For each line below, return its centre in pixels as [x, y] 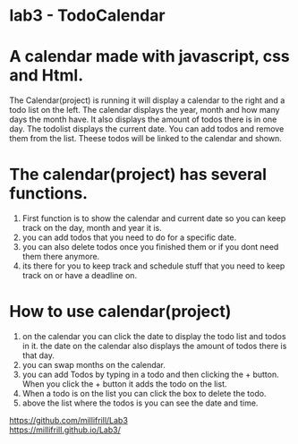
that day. [38, 355]
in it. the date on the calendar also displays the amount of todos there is [154, 346]
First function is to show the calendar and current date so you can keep [154, 218]
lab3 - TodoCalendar [87, 16]
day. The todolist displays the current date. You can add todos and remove [147, 129]
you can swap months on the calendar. [94, 365]
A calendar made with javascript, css [149, 57]
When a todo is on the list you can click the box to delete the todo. [144, 393]
